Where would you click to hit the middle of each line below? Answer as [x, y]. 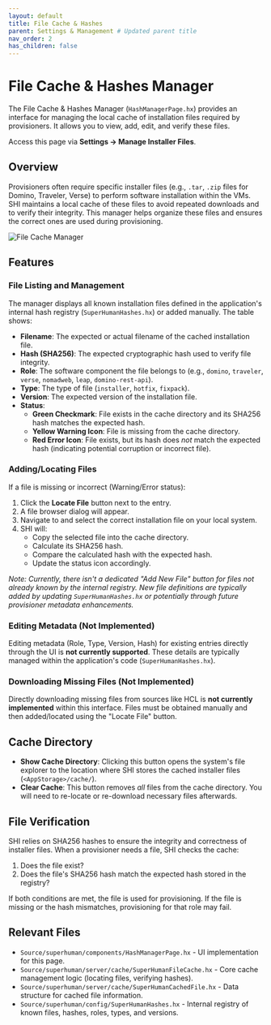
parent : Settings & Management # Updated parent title [103, 31]
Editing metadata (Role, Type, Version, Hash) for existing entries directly [129, 644]
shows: [20, 321]
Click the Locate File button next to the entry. [95, 502]
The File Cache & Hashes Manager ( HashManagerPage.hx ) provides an [123, 109]
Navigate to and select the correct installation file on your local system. [138, 519]
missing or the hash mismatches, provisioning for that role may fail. [120, 907]
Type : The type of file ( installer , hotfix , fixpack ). [105, 388]
